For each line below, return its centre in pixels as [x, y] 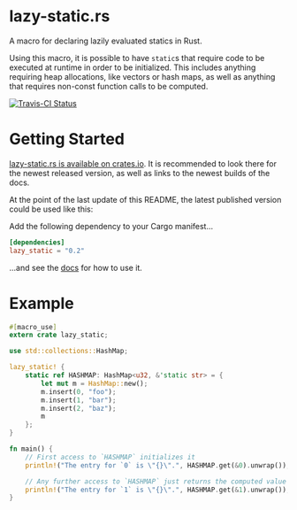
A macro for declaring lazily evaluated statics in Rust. [106, 41]
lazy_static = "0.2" [47, 251]
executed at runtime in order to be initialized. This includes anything [133, 67]
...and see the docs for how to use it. [76, 267]
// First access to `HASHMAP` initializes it [110, 457]
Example [42, 303]
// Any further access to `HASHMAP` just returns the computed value [156, 481]
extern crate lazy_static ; [59, 335]
